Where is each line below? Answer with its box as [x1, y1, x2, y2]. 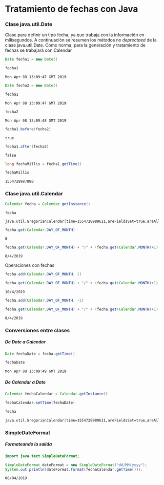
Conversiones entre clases [5, 327, 70, 334]
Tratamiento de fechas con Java [5, 3, 138, 15]
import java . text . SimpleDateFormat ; [5, 453, 80, 459]
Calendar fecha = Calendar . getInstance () [5, 201, 91, 206]
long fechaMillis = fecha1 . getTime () [5, 161, 82, 167]
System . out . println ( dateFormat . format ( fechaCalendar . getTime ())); [5, 467, 143, 472]
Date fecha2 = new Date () [5, 83, 58, 88]
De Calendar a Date [5, 379, 46, 385]
